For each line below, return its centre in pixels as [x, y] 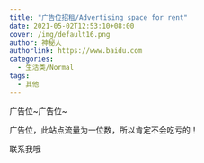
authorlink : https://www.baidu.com [76, 51]
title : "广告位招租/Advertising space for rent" [99, 17]
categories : [31, 59]
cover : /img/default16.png [60, 34]
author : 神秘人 [35, 43]
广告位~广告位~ [38, 111]
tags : [19, 76]
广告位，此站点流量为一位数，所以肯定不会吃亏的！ [104, 130]
